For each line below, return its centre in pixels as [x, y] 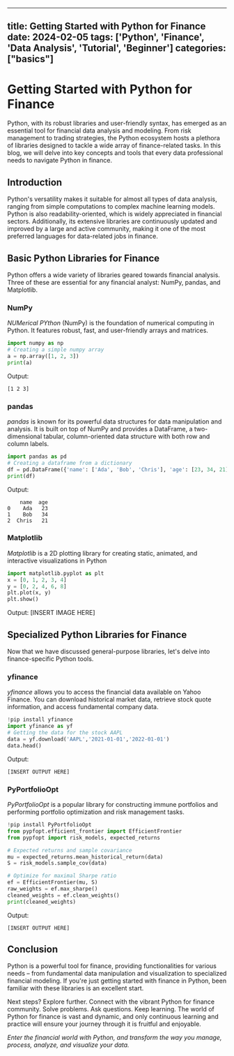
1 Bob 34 [28, 514]
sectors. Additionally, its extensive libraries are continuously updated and [112, 221]
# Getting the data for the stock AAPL [65, 733]
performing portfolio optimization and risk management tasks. [96, 812]
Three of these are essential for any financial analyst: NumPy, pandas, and [114, 282]
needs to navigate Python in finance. [60, 161]
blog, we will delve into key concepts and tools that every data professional [115, 153]
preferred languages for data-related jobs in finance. [83, 236]
